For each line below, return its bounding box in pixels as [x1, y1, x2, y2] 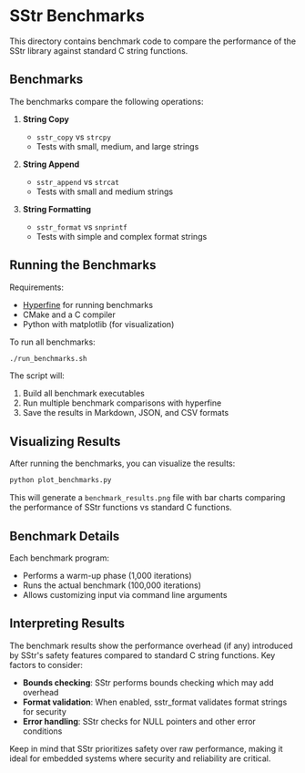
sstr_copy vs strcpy [36, 131, 112, 142]
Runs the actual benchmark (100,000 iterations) [22, 580, 202, 591]
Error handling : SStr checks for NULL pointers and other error [22, 716, 257, 727]
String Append [22, 159, 80, 170]
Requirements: [9, 282, 64, 293]
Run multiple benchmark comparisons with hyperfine [22, 397, 222, 408]
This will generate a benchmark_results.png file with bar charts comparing [9, 492, 286, 503]
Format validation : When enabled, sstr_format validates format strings [22, 696, 288, 707]
